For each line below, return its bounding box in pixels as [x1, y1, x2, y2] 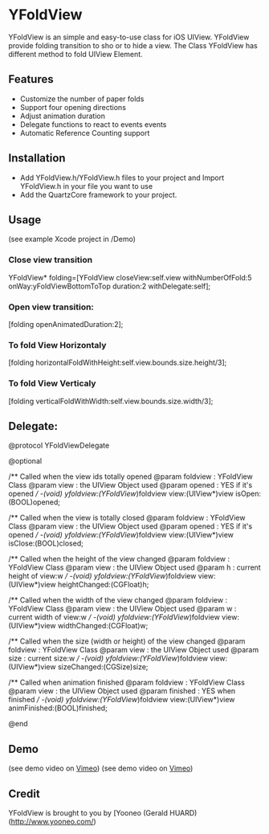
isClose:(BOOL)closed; [8, 538, 84, 548]
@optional [8, 456, 43, 466]
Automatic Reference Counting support [19, 128, 150, 137]
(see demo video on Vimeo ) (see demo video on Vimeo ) [8, 763, 194, 773]
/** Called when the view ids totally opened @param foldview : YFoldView [8, 472, 253, 481]
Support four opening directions [19, 102, 127, 112]
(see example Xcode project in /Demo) [8, 235, 137, 244]
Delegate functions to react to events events [19, 119, 167, 129]
